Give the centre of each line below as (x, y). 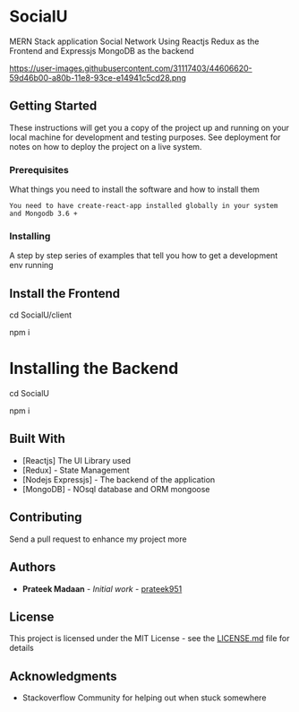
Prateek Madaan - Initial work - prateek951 (102, 588)
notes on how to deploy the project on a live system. (106, 146)
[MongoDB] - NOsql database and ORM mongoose (116, 489)
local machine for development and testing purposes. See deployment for (145, 137)
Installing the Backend (94, 369)
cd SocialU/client (40, 315)
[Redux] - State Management (76, 470)
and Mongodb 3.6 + (43, 214)
